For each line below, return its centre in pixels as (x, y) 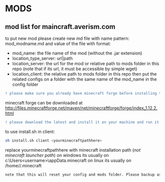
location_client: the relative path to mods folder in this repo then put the (84, 74)
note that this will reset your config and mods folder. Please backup (80, 175)
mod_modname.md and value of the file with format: (58, 44)
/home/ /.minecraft (23, 165)
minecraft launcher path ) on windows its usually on (57, 155)
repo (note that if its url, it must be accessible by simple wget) (75, 69)
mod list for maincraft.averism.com (60, 27)
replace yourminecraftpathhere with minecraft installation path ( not (73, 150)
